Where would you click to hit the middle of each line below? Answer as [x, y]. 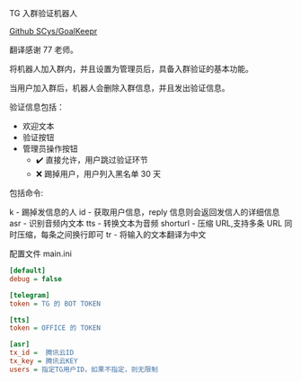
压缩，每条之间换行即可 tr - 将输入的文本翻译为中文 [111, 235]
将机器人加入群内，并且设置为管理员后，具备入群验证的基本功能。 [131, 69]
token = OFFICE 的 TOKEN [55, 328]
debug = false [36, 279]
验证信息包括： [37, 107]
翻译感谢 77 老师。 [44, 49]
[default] [28, 271]
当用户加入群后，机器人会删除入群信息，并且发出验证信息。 [120, 88]
